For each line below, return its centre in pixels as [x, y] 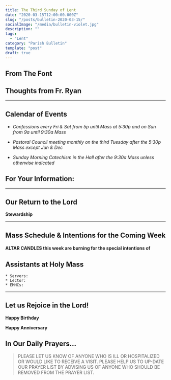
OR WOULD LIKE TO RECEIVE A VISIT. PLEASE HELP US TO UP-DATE [91, 362]
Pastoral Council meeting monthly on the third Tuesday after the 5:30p [87, 142]
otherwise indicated [34, 163]
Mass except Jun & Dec [38, 147]
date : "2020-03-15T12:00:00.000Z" [42, 15]
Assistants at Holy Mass [45, 264]
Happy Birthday [22, 318]
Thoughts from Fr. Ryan [44, 91]
